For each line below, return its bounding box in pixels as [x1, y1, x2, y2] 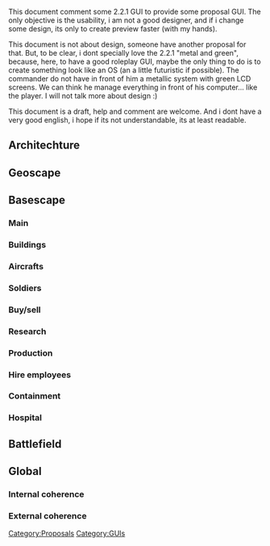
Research [8, 326, 47, 337]
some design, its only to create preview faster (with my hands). [8, 24, 218, 33]
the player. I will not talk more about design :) [8, 91, 158, 100]
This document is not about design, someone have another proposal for [8, 40, 247, 49]
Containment [8, 390, 61, 402]
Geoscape [8, 165, 61, 180]
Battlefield [8, 437, 62, 451]
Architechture [8, 139, 81, 152]
